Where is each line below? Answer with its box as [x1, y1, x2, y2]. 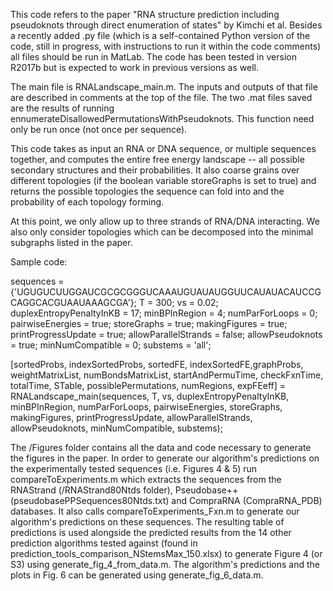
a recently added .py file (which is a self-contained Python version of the [10, 30, 311, 41]
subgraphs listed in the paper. [10, 237, 133, 248]
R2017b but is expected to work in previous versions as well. [10, 62, 259, 73]
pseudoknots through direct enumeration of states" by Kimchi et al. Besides [10, 19, 323, 31]
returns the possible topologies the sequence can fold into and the [10, 185, 285, 197]
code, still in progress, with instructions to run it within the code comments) [10, 40, 322, 52]
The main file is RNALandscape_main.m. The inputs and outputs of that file [10, 81, 318, 93]
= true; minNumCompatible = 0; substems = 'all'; [10, 339, 212, 351]
